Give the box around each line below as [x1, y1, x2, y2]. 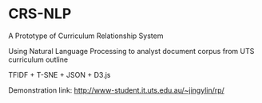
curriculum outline [8, 55, 69, 64]
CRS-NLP [8, 5, 72, 23]
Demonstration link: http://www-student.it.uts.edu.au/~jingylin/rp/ [8, 85, 225, 95]
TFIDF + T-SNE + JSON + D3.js [8, 70, 111, 79]
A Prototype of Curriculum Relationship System [8, 31, 164, 40]
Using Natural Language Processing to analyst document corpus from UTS [8, 46, 255, 55]
